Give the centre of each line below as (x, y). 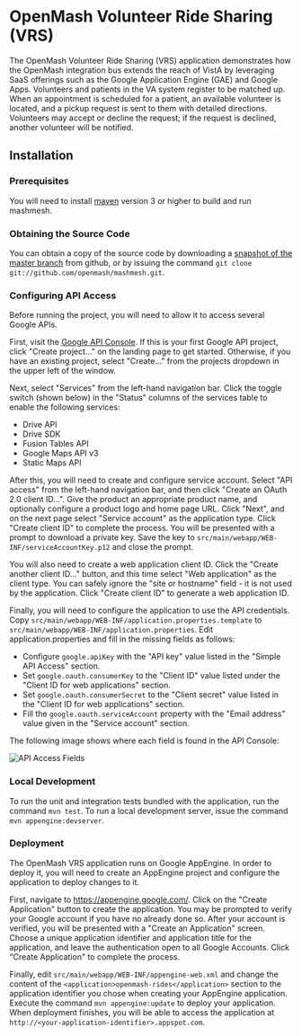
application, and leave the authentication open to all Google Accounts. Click (150, 947)
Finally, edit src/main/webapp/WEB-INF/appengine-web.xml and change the (144, 974)
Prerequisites (39, 182)
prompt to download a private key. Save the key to (102, 537)
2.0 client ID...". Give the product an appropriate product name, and (133, 500)
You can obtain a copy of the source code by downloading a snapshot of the (151, 252)
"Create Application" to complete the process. (95, 956)
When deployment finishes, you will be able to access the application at (142, 1012)
